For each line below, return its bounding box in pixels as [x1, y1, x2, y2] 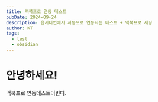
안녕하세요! [6, 69, 58, 83]
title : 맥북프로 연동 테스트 [6, 8, 67, 15]
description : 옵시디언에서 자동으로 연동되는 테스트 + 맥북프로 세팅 [6, 19, 153, 25]
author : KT [6, 25, 33, 31]
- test [11, 36, 28, 42]
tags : [6, 31, 20, 37]
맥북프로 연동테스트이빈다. [6, 89, 67, 96]
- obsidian [11, 42, 38, 48]
